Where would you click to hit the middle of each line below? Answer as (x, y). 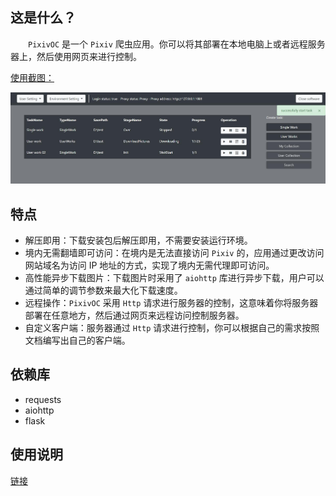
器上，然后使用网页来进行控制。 (76, 56)
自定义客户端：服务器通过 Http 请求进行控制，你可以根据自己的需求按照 (172, 327)
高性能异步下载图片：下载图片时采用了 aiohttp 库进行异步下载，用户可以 (174, 277)
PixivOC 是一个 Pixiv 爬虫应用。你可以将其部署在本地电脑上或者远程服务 (177, 44)
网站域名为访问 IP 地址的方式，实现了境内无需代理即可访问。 (149, 265)
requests (43, 399)
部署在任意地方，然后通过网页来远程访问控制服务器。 (134, 315)
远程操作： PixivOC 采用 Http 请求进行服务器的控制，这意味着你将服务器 (171, 302)
